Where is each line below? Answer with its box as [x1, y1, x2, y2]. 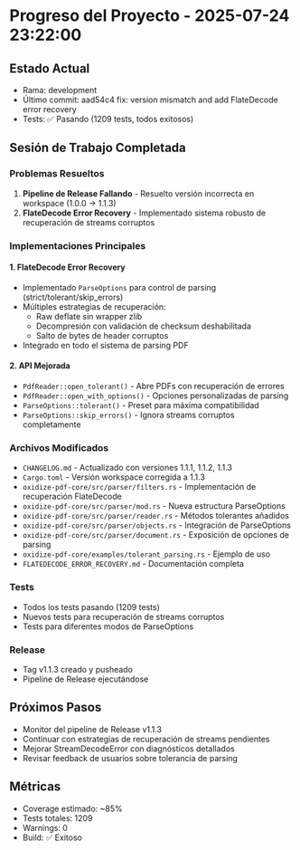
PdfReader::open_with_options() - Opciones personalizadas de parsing [22, 390, 289, 401]
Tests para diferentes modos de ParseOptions [22, 621, 194, 632]
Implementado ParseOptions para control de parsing [22, 282, 217, 292]
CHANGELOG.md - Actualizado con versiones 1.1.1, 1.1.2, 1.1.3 [22, 463, 233, 473]
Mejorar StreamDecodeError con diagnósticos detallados [22, 743, 235, 754]
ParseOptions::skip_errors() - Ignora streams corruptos [22, 409, 235, 421]
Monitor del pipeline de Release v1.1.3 [22, 723, 163, 734]
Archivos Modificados [9, 441, 109, 454]
